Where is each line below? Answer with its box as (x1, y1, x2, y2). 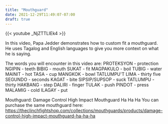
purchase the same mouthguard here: (5, 102, 83, 108)
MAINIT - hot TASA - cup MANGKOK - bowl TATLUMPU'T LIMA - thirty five (5, 71, 161, 77)
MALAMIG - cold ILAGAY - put (5, 87, 68, 93)
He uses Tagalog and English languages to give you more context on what (5, 46, 159, 52)
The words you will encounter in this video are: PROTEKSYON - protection (5, 61, 159, 67)
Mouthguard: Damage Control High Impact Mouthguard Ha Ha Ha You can (5, 97, 159, 103)
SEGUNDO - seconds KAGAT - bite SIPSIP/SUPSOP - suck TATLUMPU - (5, 76, 155, 83)
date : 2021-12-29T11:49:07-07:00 (5, 12, 75, 17)
